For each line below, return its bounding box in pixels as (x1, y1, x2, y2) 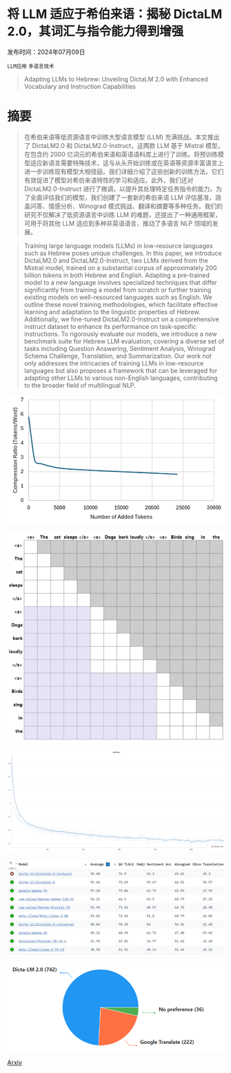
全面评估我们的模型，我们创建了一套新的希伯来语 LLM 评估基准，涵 (30, 193, 222, 201)
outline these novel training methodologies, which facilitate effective (23, 300, 219, 308)
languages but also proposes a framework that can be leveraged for (23, 366, 218, 374)
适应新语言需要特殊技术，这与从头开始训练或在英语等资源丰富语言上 (30, 158, 224, 167)
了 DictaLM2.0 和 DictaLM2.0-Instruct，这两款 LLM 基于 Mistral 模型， (23, 141, 224, 149)
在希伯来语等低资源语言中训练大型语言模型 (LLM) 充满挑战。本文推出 (23, 133, 220, 141)
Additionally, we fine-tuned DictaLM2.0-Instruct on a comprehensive (23, 315, 219, 323)
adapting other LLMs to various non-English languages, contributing (23, 374, 219, 382)
